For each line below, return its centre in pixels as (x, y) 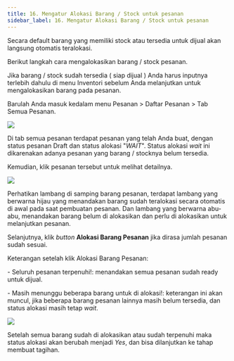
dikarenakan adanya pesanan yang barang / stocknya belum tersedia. (108, 153)
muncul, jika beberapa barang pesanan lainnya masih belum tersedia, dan (114, 300)
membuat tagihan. (33, 350)
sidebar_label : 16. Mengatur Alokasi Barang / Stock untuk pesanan (108, 20)
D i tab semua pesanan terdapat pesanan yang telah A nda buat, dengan (110, 138)
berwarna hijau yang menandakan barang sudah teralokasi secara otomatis (116, 201)
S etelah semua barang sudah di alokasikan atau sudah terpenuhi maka (110, 334)
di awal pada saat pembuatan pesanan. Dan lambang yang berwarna (107, 208)
